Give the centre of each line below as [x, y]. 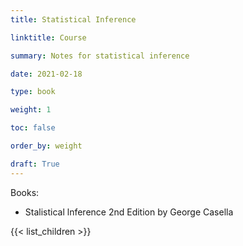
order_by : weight [46, 146]
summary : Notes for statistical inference [100, 56]
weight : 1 [31, 110]
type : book [33, 92]
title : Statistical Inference [73, 19]
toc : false [33, 128]
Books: [25, 192]
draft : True [35, 164]
